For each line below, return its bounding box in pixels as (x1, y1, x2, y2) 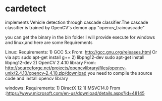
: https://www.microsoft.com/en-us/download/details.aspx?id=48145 (5, 90, 145, 96)
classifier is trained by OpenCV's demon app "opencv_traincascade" (5, 24, 145, 30)
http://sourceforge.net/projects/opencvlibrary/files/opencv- (5, 65, 127, 71)
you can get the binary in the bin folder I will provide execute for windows (5, 34, 155, 40)
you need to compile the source (87, 70, 153, 76)
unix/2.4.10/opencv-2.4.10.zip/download (5, 70, 87, 76)
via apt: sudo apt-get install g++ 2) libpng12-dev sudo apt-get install (5, 54, 145, 60)
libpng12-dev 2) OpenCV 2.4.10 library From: (5, 59, 96, 65)
